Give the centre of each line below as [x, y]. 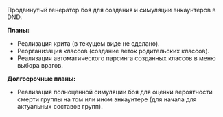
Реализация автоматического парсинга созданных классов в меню [116, 58]
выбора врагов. [40, 65]
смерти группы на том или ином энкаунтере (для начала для [107, 99]
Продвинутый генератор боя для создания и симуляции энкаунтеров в [111, 10]
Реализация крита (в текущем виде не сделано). [88, 43]
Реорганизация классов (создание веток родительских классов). [113, 51]
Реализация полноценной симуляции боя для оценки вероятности [115, 92]
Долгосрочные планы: [42, 79]
